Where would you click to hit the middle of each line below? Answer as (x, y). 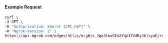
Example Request (23, 7)
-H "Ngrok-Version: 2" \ (31, 31)
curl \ (12, 17)
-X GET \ (14, 22)
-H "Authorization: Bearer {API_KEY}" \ (48, 26)
